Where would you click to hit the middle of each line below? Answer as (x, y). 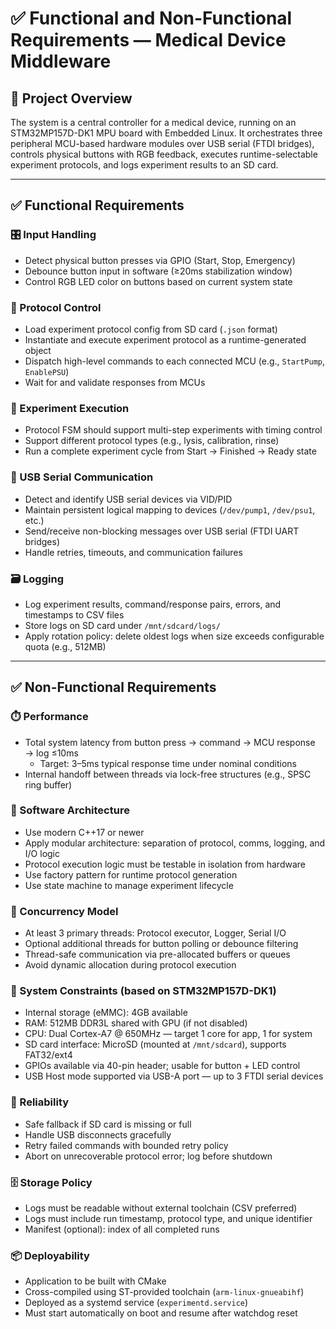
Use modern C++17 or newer (84, 832)
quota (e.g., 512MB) (65, 646)
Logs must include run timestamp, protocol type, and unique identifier (168, 1219)
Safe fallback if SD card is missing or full (108, 1124)
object (38, 350)
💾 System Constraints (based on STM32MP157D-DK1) (143, 991)
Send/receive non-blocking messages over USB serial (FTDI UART (162, 531)
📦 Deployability (50, 1255)
